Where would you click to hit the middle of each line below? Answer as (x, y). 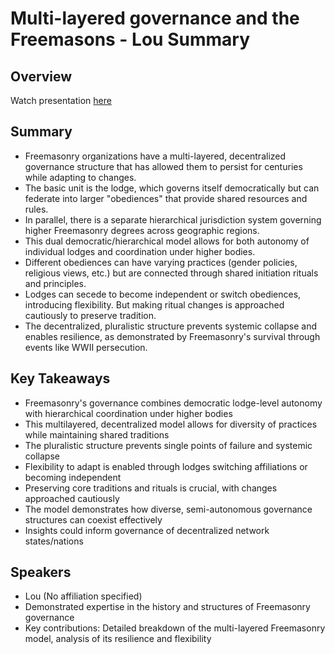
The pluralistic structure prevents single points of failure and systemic (168, 445)
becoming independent (73, 477)
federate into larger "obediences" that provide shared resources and (166, 198)
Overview (41, 76)
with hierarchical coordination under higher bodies (128, 413)
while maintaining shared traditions (97, 434)
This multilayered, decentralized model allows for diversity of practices (171, 424)
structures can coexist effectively (93, 519)
